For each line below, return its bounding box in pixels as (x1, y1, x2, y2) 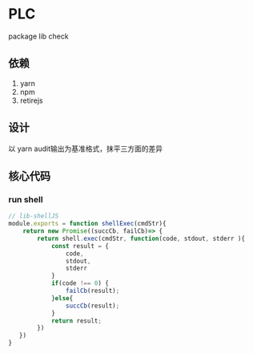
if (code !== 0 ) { (50, 279, 110, 287)
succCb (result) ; (65, 302, 120, 310)
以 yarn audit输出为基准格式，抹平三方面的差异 (8, 144, 163, 153)
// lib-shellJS (8, 212, 59, 221)
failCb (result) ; (65, 287, 120, 295)
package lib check (8, 31, 70, 41)
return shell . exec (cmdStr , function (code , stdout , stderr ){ (37, 234, 246, 242)
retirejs (19, 96, 43, 105)
